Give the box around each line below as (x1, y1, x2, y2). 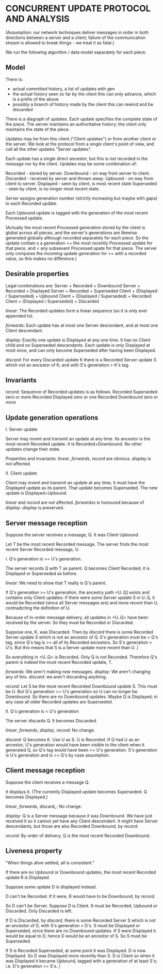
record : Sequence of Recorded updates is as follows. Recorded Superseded (5, 389, 158, 395)
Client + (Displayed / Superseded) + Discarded (5, 298, 99, 304)
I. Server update (5, 426, 38, 432)
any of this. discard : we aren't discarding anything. (5, 674, 107, 679)
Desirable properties (5, 270, 69, 278)
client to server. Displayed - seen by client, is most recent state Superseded (5, 180, 157, 186)
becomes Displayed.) (5, 794, 48, 800)
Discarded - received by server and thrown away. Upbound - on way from (5, 175, 154, 181)
